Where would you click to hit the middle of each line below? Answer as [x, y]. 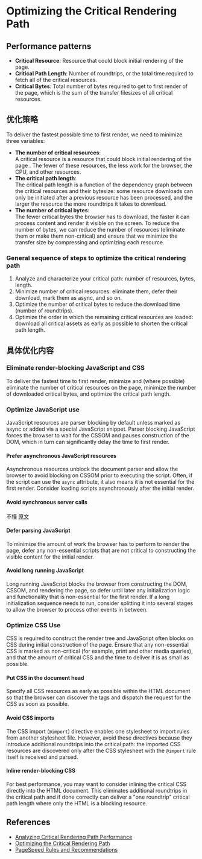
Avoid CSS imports [30, 718]
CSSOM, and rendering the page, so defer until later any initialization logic [98, 590]
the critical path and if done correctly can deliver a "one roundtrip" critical [98, 797]
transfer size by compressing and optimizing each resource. [90, 242]
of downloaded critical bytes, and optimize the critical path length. [88, 394]
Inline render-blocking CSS [41, 771]
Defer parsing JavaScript [38, 531]
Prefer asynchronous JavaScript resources [61, 455]
